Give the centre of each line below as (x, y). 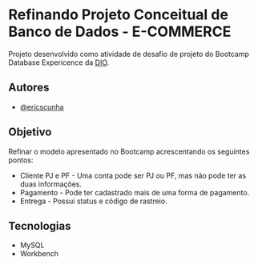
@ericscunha (42, 106)
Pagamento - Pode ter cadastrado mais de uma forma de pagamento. (135, 192)
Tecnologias (40, 226)
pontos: (21, 160)
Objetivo (30, 132)
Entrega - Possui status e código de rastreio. (93, 201)
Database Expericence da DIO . (59, 62)
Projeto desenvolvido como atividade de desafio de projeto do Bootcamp (129, 54)
